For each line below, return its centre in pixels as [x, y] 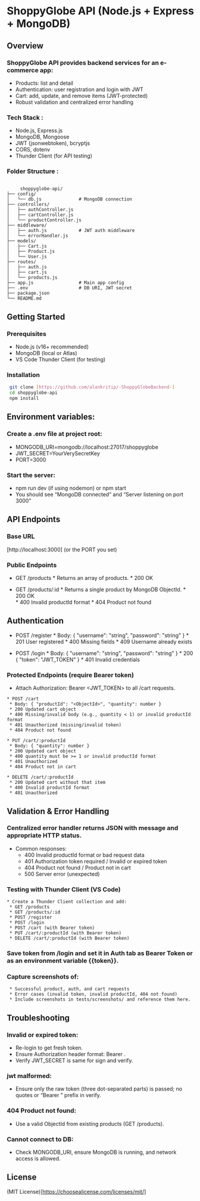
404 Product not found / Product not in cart [78, 867]
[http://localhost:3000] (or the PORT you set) [62, 549]
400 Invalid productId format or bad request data [84, 855]
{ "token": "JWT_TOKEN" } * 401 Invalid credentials [78, 659]
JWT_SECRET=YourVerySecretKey [58, 453]
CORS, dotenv [33, 150]
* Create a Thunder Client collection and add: [67, 902]
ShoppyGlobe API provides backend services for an [83, 63]
